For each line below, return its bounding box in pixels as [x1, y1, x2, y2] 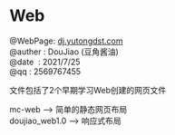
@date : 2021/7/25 [9, 56, 81, 67]
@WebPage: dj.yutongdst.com [9, 35, 123, 46]
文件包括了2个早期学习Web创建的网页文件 [9, 84, 167, 95]
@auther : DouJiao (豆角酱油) [9, 46, 120, 57]
